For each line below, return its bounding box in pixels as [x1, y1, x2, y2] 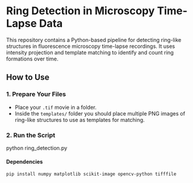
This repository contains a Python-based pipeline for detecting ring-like [6, 36, 182, 43]
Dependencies [6, 158, 43, 165]
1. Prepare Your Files [6, 90, 67, 98]
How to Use [6, 72, 50, 82]
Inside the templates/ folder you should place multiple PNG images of [14, 110, 185, 117]
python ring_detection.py [6, 144, 68, 152]
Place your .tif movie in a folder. [14, 104, 97, 111]
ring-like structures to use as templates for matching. [14, 116, 145, 123]
